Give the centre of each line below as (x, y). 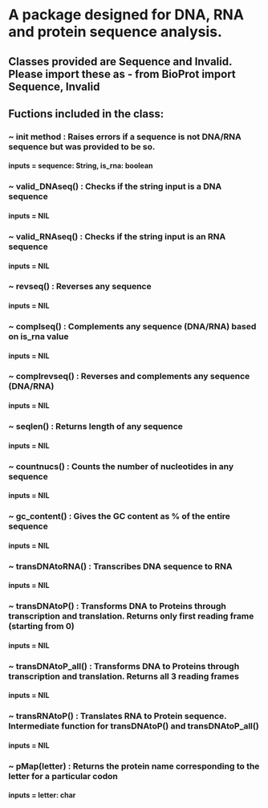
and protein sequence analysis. (116, 32)
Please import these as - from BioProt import (122, 74)
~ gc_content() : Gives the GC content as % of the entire (120, 516)
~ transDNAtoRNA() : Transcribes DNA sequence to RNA (120, 566)
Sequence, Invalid (54, 86)
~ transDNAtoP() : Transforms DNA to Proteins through (117, 606)
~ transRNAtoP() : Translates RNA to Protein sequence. (118, 716)
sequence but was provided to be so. (82, 146)
